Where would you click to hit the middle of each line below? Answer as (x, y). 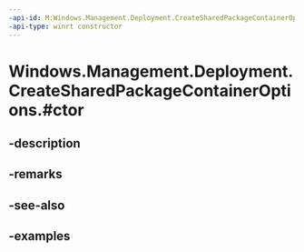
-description (44, 143)
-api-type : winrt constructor (66, 26)
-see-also (37, 205)
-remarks (35, 174)
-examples (39, 236)
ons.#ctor (46, 110)
